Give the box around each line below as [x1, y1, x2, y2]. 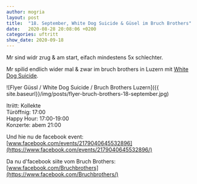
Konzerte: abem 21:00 [6, 121, 61, 128]
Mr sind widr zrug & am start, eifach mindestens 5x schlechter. [6, 54, 164, 61]
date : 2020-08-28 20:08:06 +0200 [6, 26, 97, 32]
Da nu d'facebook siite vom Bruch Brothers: [6, 158, 116, 165]
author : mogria [6, 9, 45, 15]
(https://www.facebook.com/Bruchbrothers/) [6, 171, 119, 178]
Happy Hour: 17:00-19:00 [6, 115, 69, 122]
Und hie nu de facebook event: [6, 133, 84, 140]
